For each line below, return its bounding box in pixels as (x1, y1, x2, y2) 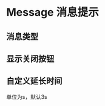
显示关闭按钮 (6, 54, 55, 64)
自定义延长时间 (6, 76, 63, 86)
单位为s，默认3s (6, 93, 47, 100)
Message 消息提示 (6, 5, 99, 19)
